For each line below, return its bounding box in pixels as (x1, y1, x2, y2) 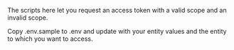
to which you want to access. (7, 35, 94, 43)
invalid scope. (7, 13, 48, 22)
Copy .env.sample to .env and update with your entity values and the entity (7, 27, 227, 35)
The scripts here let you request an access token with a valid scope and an (7, 6, 227, 14)
